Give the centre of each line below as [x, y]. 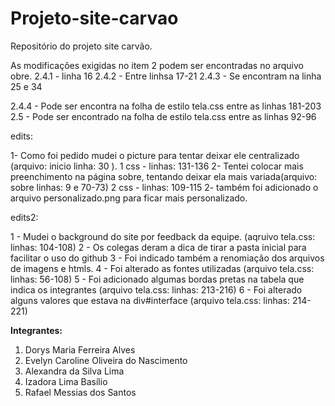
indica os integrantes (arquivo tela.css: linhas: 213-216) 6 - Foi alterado [156, 289]
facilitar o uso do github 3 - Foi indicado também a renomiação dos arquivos [167, 258]
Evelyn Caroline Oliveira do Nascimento [106, 360]
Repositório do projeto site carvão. [81, 46]
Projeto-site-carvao [94, 18]
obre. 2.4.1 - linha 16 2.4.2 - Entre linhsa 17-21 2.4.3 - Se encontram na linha [166, 76]
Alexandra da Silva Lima [74, 371]
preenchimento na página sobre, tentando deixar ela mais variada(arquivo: [164, 176]
